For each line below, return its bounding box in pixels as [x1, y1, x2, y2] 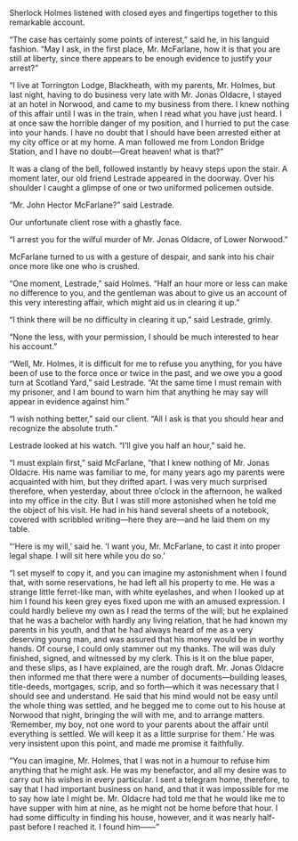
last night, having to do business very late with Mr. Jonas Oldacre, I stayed [9, 89, 282, 100]
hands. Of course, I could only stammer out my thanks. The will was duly [9, 643, 276, 654]
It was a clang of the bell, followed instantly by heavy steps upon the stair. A [9, 164, 288, 174]
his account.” [9, 341, 58, 351]
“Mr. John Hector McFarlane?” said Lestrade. [9, 200, 175, 210]
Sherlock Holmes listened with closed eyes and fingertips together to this [9, 8, 278, 18]
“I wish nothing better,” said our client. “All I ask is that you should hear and [9, 413, 285, 424]
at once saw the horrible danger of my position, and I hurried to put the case [9, 118, 289, 128]
